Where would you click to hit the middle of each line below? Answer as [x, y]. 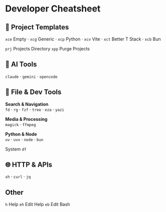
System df [16, 149]
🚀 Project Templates [37, 27]
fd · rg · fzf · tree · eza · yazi [35, 109]
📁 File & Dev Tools [33, 92]
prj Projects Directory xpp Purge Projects [47, 49]
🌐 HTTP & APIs [29, 165]
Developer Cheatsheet [53, 9]
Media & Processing [26, 119]
